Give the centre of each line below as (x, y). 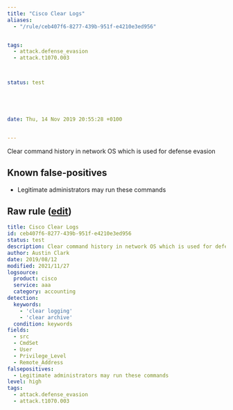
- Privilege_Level (40, 356)
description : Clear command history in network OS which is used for (110, 247)
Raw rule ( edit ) (40, 211)
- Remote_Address (38, 362)
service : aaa (32, 285)
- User (23, 350)
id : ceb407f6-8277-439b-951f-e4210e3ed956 (69, 234)
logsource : (23, 272)
